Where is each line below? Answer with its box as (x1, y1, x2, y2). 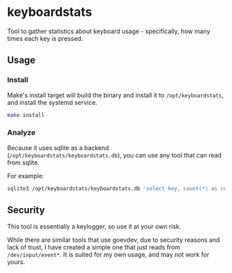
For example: (7, 171, 45, 180)
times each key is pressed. (7, 34, 84, 42)
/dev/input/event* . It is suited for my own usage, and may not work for (7, 250, 210, 259)
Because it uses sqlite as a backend (7, 143, 109, 152)
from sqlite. (7, 158, 40, 167)
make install (7, 111, 45, 118)
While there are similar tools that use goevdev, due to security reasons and (7, 236, 220, 244)
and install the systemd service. (7, 98, 98, 106)
